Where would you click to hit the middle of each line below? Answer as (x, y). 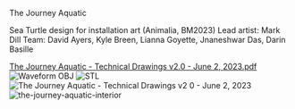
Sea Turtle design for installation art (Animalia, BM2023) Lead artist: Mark (145, 30)
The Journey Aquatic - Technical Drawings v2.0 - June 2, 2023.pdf (133, 67)
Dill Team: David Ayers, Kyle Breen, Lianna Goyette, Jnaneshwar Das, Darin (147, 40)
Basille (21, 49)
